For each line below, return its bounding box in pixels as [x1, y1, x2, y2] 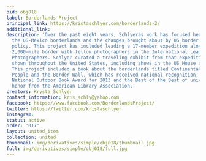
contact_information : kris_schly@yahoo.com [6, 94, 120, 100]
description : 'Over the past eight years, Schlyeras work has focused [6, 32, 191, 38]
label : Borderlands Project [6, 15, 78, 21]
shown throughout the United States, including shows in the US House [12, 60, 196, 66]
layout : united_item [6, 129, 59, 135]
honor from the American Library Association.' [12, 83, 136, 89]
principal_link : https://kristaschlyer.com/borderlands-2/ [6, 20, 161, 26]
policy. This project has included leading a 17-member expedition [12, 43, 188, 50]
